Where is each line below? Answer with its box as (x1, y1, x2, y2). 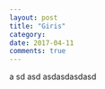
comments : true (9, 47, 66, 56)
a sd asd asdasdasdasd (9, 71, 97, 82)
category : (9, 30, 47, 39)
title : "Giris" (9, 22, 66, 31)
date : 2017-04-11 (9, 38, 74, 48)
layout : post (9, 13, 58, 22)
